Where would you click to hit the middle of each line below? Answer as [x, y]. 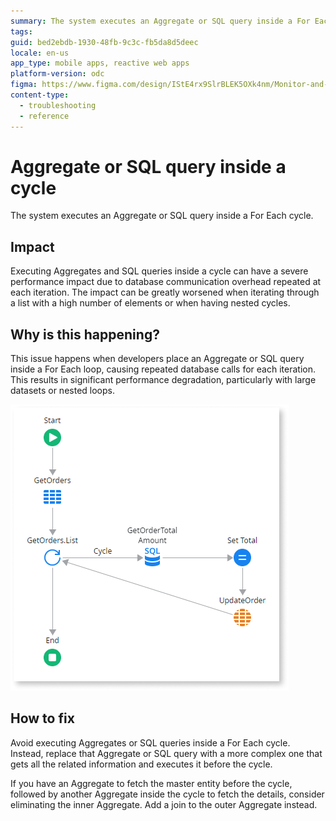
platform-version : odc [57, 74]
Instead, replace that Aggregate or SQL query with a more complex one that [166, 753]
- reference [44, 116]
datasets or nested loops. [62, 391]
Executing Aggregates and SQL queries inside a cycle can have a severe [159, 271]
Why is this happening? [85, 334]
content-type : [40, 95]
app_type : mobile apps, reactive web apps [100, 63]
